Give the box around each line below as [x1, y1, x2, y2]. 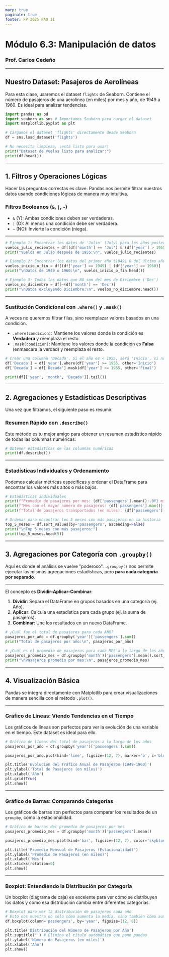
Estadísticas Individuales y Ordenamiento [5, 467, 109, 474]
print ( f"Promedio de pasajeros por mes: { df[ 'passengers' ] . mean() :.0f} [5, 498, 158, 504]
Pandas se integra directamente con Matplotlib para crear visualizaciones [5, 690, 157, 696]
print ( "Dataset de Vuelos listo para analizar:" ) [5, 149, 112, 154]
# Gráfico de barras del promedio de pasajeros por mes [5, 825, 125, 830]
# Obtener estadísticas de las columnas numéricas [5, 446, 114, 451]
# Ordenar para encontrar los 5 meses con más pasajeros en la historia [5, 517, 161, 522]
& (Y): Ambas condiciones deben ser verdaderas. [12, 215, 114, 221]
